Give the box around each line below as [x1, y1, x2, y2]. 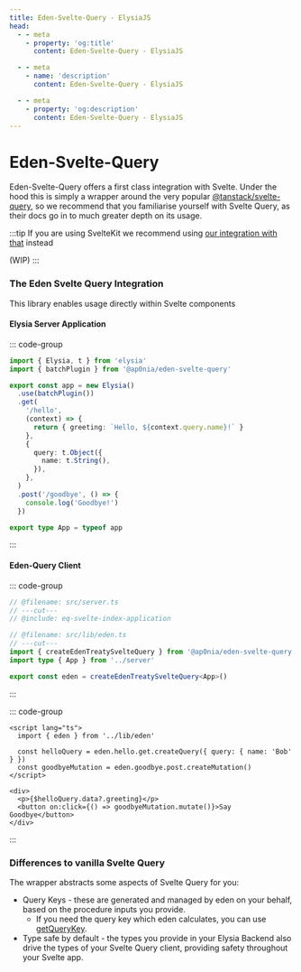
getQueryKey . [35, 922, 87, 934]
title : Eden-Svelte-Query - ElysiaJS [9, 13, 151, 23]
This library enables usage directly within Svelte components [9, 298, 236, 309]
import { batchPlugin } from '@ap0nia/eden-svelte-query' [9, 365, 232, 374]
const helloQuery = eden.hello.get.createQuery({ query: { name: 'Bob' [17, 746, 293, 756]
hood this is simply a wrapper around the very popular [9, 191, 211, 202]
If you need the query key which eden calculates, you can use [35, 913, 267, 924]
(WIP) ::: [9, 255, 40, 266]
